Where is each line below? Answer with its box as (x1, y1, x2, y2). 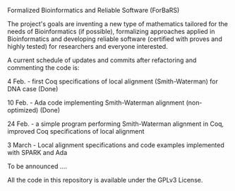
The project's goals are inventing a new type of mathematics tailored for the (7, 20, 228, 28)
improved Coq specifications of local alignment (7, 127, 145, 135)
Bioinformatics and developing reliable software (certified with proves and (7, 35, 222, 43)
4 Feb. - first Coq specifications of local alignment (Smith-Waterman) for (7, 77, 219, 86)
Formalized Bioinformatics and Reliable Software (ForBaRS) (7, 6, 180, 14)
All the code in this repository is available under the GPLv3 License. (7, 176, 203, 184)
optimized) (7, 106, 39, 114)
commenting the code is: (7, 64, 80, 71)
